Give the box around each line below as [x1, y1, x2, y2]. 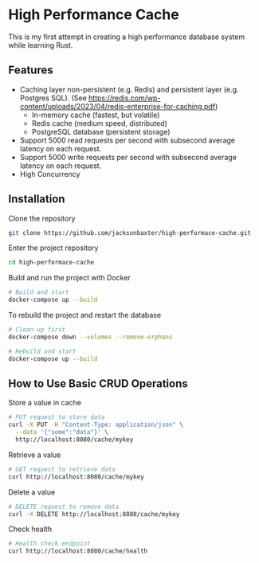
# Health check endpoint [8, 540, 91, 548]
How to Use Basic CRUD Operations [8, 377, 189, 390]
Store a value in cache [8, 398, 82, 408]
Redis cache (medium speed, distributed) [31, 118, 167, 128]
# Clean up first [8, 326, 66, 334]
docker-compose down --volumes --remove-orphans [8, 333, 173, 341]
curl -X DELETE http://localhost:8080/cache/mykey [8, 510, 180, 518]
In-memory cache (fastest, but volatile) [31, 110, 160, 119]
